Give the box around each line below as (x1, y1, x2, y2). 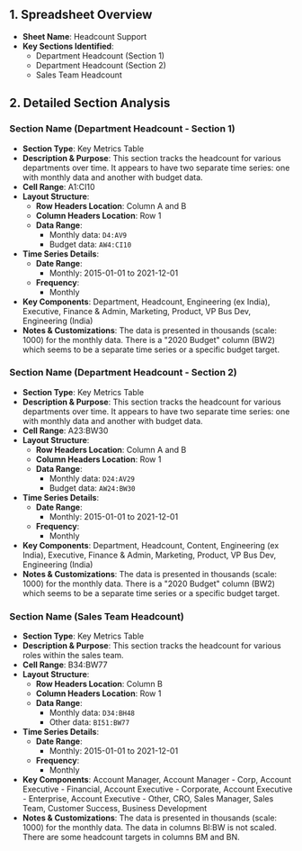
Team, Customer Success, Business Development (22, 803, 208, 814)
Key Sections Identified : (22, 41, 114, 51)
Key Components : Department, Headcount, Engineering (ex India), (22, 296, 271, 307)
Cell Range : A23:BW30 (22, 425, 109, 436)
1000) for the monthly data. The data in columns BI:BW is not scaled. (22, 822, 277, 833)
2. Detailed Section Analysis (9, 95, 171, 111)
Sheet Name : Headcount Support (22, 31, 147, 41)
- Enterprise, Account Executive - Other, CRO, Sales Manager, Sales (22, 793, 274, 804)
